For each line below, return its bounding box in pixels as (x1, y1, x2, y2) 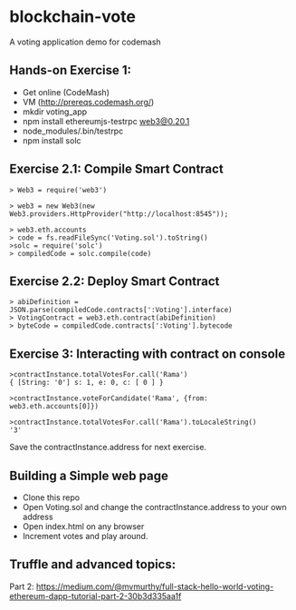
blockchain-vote (9, 6, 136, 27)
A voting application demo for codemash (9, 36, 161, 47)
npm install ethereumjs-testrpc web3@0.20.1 (22, 115, 190, 126)
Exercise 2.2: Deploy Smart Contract (9, 273, 220, 289)
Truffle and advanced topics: (9, 556, 177, 573)
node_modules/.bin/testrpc (22, 125, 124, 136)
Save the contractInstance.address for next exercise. (9, 442, 206, 453)
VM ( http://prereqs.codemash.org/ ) (22, 96, 155, 107)
